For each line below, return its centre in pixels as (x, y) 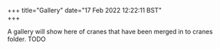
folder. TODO (27, 39)
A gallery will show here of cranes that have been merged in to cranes (110, 32)
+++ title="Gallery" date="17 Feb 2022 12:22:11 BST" (85, 10)
